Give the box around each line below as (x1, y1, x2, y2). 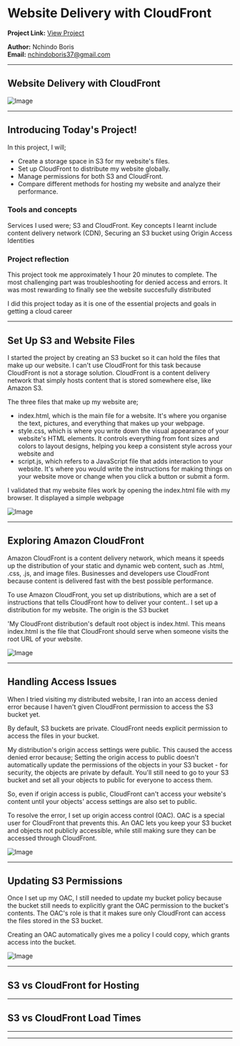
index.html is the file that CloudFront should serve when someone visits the (7, 627, 229, 635)
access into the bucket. (7, 938, 76, 947)
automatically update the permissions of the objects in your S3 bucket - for (7, 760, 229, 769)
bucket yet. (7, 709, 41, 719)
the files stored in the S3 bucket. (7, 917, 104, 925)
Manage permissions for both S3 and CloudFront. (17, 171, 164, 180)
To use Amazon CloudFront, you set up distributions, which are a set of (7, 590, 216, 599)
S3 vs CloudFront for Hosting (7, 979, 139, 991)
